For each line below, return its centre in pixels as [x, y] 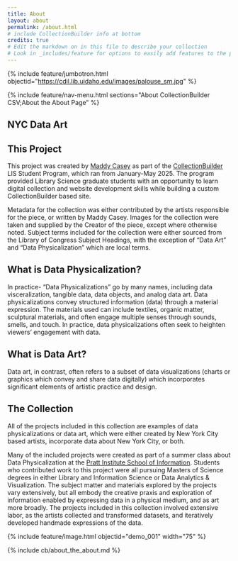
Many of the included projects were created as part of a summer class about [119, 455]
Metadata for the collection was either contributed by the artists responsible [118, 210]
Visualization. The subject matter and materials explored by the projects [112, 485]
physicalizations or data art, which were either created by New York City [113, 433]
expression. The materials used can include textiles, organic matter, [106, 309]
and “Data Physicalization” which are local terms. [79, 248]
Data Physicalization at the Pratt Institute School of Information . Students [114, 462]
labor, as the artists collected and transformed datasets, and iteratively [110, 515]
